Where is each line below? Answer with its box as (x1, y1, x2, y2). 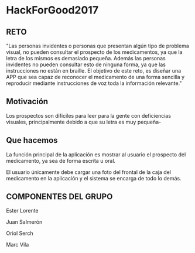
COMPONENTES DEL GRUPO (6, 192, 113, 202)
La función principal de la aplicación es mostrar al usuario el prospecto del (6, 151, 186, 158)
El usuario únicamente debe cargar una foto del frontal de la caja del (6, 168, 172, 176)
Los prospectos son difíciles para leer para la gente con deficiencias (6, 112, 172, 119)
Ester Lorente (6, 207, 39, 214)
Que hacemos (6, 135, 58, 145)
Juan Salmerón (6, 218, 43, 225)
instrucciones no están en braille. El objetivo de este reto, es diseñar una (6, 67, 182, 74)
